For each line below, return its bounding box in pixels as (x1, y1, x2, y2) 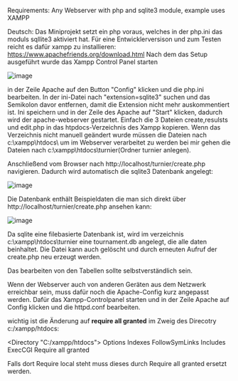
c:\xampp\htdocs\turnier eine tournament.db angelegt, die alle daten (7, 238, 207, 246)
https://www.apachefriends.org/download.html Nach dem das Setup (7, 50, 208, 58)
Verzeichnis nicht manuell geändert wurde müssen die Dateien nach (7, 131, 207, 139)
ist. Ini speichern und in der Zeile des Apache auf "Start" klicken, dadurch (7, 108, 223, 116)
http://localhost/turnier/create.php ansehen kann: (7, 202, 152, 211)
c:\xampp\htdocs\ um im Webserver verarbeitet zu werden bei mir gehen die (7, 138, 231, 147)
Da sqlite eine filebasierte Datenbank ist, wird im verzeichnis (7, 230, 184, 238)
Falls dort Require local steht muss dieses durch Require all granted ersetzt (7, 360, 227, 367)
